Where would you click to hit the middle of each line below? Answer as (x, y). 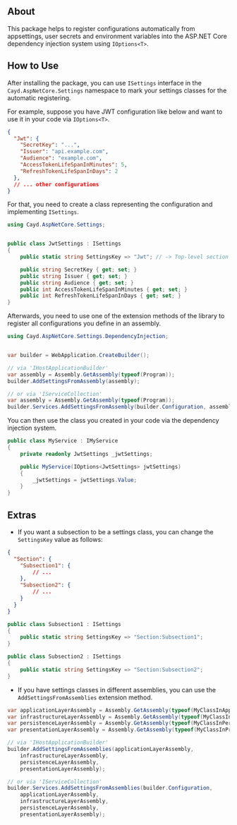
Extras (22, 515)
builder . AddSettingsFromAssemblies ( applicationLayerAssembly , (101, 749)
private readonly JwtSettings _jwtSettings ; (86, 454)
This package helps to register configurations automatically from (101, 28)
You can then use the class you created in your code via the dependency (114, 421)
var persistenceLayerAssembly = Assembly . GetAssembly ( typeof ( (101, 723)
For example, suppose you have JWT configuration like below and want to (115, 112)
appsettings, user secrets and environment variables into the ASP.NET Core (117, 36)
